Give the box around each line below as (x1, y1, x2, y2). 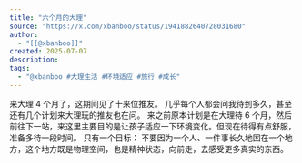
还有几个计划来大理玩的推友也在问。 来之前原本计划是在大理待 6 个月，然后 (9, 110, 293, 120)
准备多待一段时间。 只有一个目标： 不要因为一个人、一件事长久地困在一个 (9, 132, 285, 143)
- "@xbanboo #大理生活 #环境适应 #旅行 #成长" (17, 72, 181, 81)
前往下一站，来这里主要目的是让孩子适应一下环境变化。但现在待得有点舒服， (9, 120, 297, 131)
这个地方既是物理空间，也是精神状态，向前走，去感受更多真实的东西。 (25, 143, 288, 154)
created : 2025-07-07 (9, 47, 88, 56)
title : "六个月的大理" (9, 13, 87, 23)
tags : (9, 64, 30, 73)
